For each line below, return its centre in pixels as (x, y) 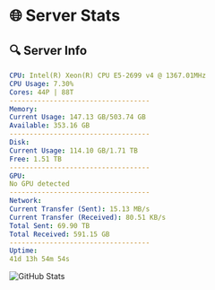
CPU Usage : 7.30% (42, 83)
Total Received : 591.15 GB (60, 234)
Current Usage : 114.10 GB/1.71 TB (74, 150)
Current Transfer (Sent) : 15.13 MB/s (80, 209)
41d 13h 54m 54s (39, 259)
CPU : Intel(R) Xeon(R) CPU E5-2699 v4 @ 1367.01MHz (107, 75)
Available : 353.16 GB (50, 126)
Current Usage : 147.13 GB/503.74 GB (77, 118)
